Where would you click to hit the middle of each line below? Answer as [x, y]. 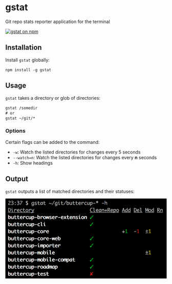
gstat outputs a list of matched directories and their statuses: [70, 191]
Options [15, 131]
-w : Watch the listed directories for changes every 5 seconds [77, 152]
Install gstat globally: [28, 60]
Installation [24, 48]
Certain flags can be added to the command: [52, 142]
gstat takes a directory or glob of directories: [53, 98]
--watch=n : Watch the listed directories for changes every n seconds [85, 157]
